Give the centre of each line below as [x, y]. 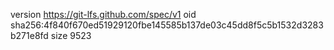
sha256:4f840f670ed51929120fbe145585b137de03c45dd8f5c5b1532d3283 [167, 25]
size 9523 [71, 35]
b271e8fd [29, 35]
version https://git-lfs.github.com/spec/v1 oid [103, 14]
